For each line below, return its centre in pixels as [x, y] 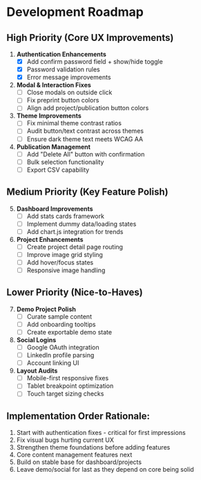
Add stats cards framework [66, 216]
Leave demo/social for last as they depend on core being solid [105, 470]
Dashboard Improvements [55, 208]
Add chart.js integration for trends [75, 231]
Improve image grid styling [65, 254]
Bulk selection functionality [65, 162]
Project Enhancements [50, 239]
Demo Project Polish [46, 309]
